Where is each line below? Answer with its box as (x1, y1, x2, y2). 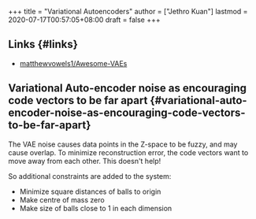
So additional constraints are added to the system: (8, 171, 172, 180)
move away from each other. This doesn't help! (8, 156, 161, 165)
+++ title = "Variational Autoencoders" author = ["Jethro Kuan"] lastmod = (8, 7, 248, 16)
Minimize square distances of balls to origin (19, 187, 161, 196)
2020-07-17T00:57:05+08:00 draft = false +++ (8, 15, 161, 24)
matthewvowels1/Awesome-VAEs (19, 58, 128, 68)
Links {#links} (8, 38, 79, 51)
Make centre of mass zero (19, 195, 105, 204)
